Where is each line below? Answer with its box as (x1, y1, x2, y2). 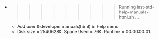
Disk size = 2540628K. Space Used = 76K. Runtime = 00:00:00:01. (17, 29, 152, 34)
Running (119, 4, 136, 10)
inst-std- (136, 4, 155, 10)
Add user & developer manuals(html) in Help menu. (17, 24, 120, 29)
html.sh (119, 14, 134, 20)
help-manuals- (119, 9, 149, 15)
